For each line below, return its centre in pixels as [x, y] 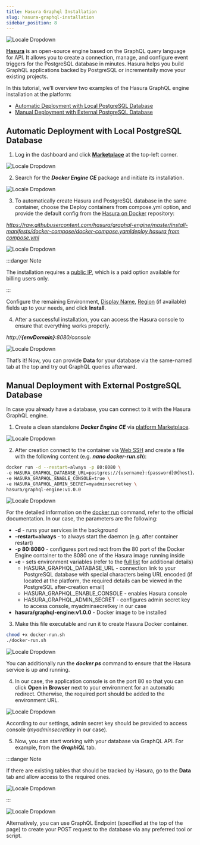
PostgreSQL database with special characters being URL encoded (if [108, 575]
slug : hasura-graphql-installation [50, 17]
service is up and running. [38, 670]
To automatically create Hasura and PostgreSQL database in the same [101, 201]
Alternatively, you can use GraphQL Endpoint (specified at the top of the [95, 823]
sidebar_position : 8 [32, 23]
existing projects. [27, 77]
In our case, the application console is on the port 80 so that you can [99, 681]
